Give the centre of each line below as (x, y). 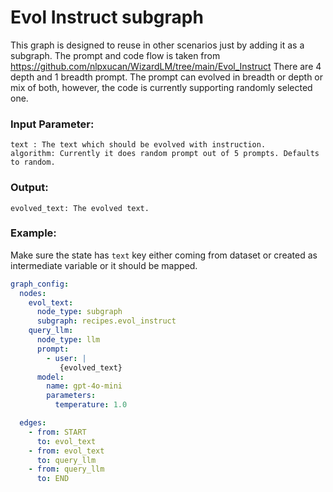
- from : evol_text (66, 451)
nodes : (33, 293)
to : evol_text (66, 441)
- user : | (66, 358)
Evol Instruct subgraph (107, 17)
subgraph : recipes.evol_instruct (106, 321)
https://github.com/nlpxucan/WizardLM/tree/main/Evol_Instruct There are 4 (166, 66)
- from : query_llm (66, 469)
